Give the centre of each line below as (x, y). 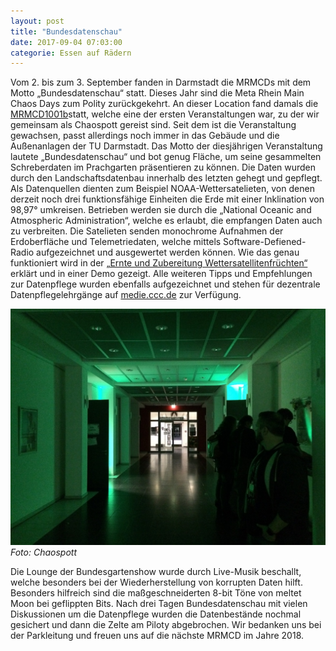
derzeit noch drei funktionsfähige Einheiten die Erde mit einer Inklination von (167, 199)
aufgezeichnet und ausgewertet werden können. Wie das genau (168, 252)
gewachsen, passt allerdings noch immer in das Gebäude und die (145, 136)
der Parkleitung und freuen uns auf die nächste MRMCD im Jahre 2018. (157, 636)
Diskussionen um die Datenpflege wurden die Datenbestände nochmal (156, 614)
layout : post (37, 21)
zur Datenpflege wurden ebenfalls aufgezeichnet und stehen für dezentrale (165, 284)
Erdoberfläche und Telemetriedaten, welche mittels (116, 242)
